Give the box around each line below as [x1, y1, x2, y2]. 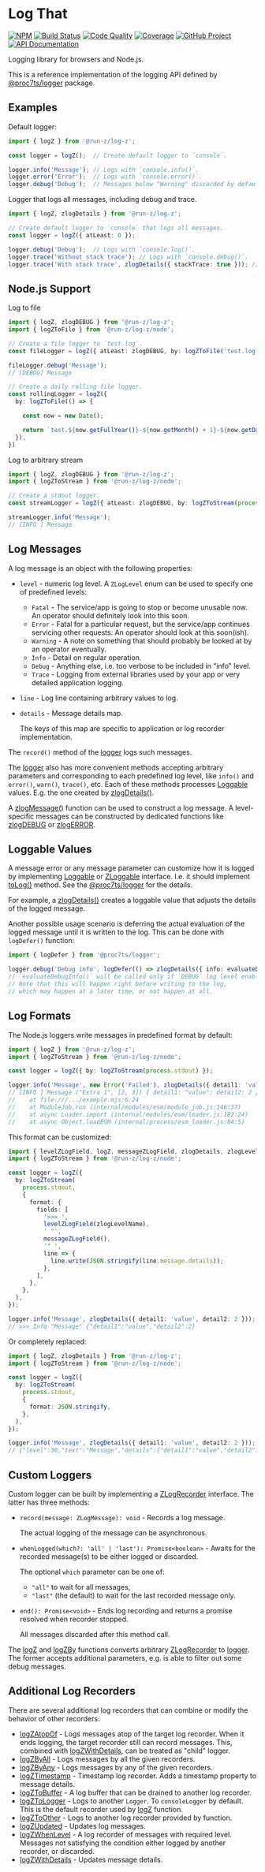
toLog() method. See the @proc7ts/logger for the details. [8, 880, 193, 889]
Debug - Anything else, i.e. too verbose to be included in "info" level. [31, 661, 251, 670]
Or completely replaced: [8, 1337, 87, 1346]
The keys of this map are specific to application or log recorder [19, 723, 225, 733]
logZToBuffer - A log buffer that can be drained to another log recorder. [19, 1788, 252, 1797]
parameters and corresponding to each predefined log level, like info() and [8, 770, 255, 781]
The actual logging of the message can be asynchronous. [19, 1527, 207, 1538]
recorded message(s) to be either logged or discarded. [19, 1551, 199, 1561]
